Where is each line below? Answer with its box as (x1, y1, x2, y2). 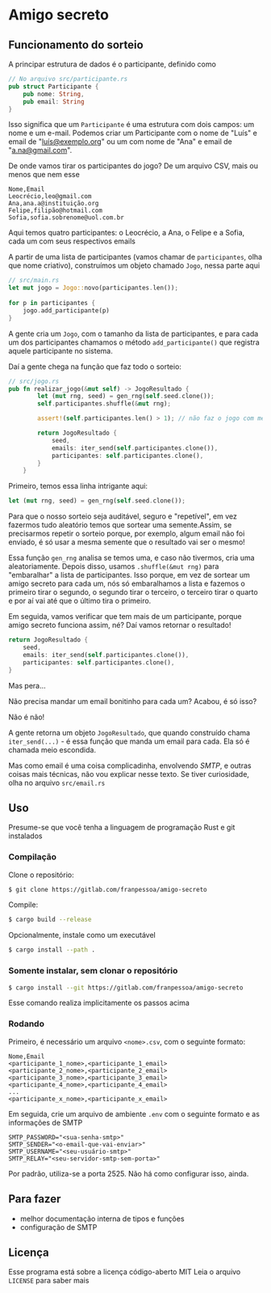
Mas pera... (8, 680, 46, 690)
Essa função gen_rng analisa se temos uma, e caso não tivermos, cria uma (8, 553, 256, 563)
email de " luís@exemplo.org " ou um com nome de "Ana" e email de (8, 137, 232, 146)
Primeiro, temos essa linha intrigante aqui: (8, 481, 148, 491)
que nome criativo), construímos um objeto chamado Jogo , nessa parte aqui (8, 261, 261, 270)
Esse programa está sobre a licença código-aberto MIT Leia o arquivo (8, 1267, 241, 1277)
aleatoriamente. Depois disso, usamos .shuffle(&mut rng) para (8, 562, 219, 571)
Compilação (8, 851, 57, 863)
